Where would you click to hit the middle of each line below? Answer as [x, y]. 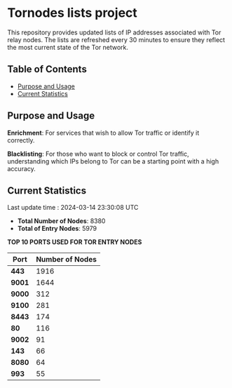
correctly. [21, 140]
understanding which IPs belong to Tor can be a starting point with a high [113, 161]
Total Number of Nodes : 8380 [61, 221]
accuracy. [22, 168]
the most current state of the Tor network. [68, 47]
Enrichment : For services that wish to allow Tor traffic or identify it [103, 133]
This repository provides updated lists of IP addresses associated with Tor [114, 32]
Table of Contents [47, 69]
